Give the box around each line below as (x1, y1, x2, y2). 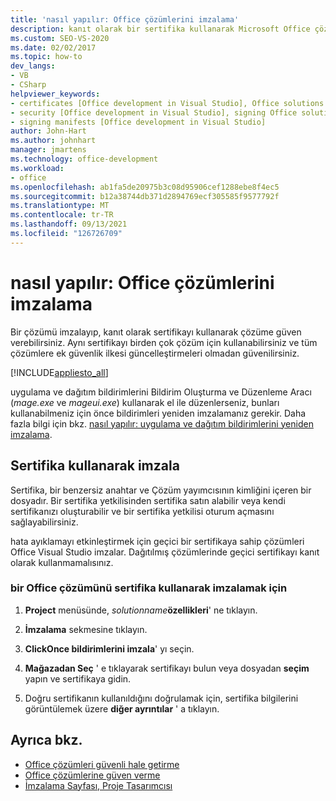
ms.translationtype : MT (10, 201, 110, 211)
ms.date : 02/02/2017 (10, 42, 97, 53)
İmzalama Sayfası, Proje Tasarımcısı (24, 779, 173, 791)
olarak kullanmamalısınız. (10, 556, 114, 568)
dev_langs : (10, 61, 56, 71)
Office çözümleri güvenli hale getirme (24, 758, 180, 770)
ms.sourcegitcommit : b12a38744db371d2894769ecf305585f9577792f (10, 191, 280, 201)
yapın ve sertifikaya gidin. (24, 672, 132, 685)
